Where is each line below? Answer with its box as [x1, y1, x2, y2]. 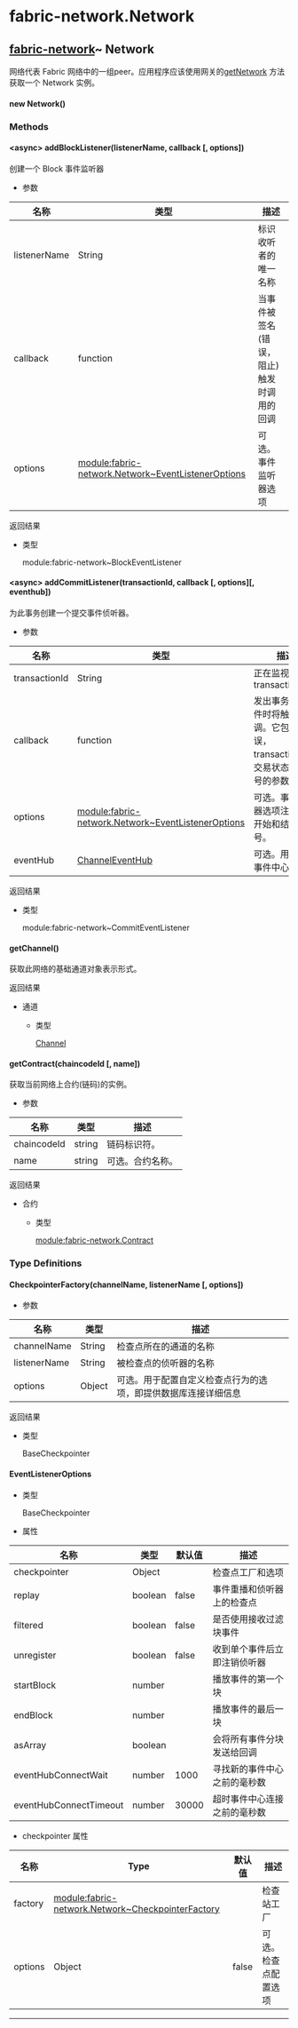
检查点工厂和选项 [212, 1566, 284, 1579]
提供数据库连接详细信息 [143, 1388, 241, 1400]
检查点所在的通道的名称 [116, 1340, 215, 1353]
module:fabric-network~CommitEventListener [21, 922, 191, 933]
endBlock [13, 1708, 53, 1721]
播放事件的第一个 [212, 1673, 284, 1685]
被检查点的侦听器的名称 [116, 1357, 215, 1370]
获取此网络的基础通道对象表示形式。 [9, 964, 142, 974]
